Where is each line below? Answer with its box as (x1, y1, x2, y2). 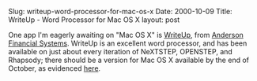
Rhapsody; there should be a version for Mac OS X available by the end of (8, 55, 249, 64)
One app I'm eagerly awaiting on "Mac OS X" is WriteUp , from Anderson (8, 31, 244, 39)
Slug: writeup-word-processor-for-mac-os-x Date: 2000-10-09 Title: (8, 7, 232, 16)
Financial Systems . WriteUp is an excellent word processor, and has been (8, 39, 248, 48)
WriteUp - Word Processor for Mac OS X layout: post (8, 15, 180, 24)
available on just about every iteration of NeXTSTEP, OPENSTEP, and (8, 47, 233, 56)
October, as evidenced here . (8, 64, 101, 73)
